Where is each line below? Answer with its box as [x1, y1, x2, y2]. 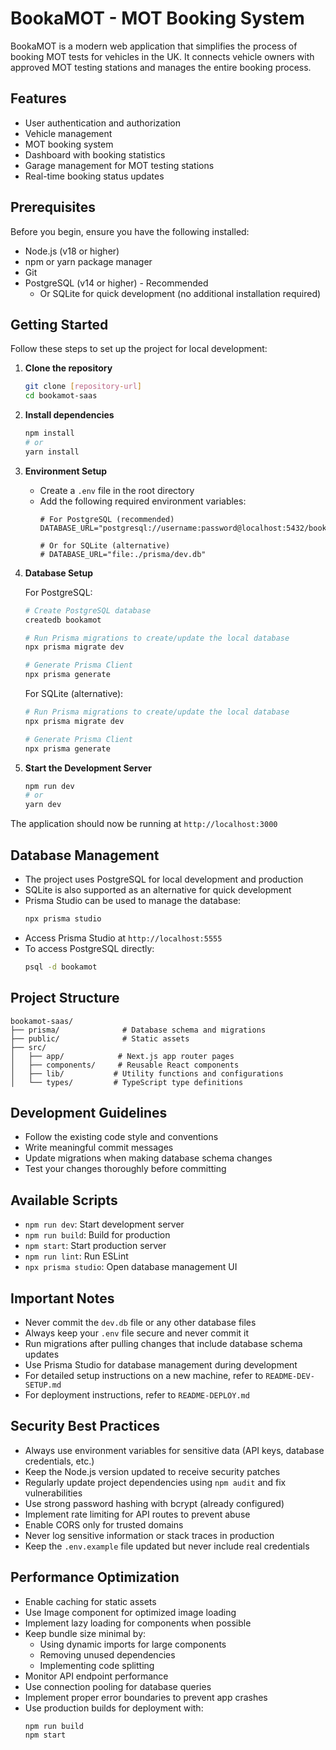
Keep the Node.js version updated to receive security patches [24, 1465, 281, 1477]
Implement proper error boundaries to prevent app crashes [24, 1691, 268, 1703]
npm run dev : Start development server [24, 1218, 185, 1231]
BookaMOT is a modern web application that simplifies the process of [10, 40, 298, 52]
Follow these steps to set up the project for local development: [10, 343, 268, 355]
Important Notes [10, 1290, 115, 1307]
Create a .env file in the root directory [39, 484, 195, 496]
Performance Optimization [10, 1569, 180, 1586]
